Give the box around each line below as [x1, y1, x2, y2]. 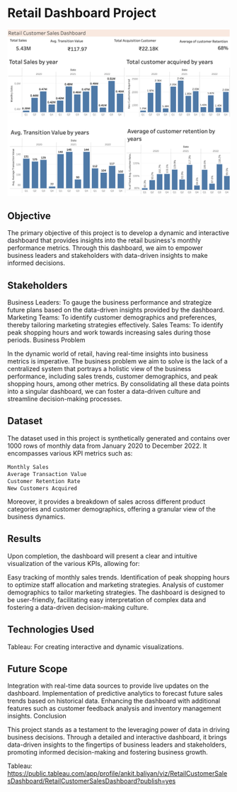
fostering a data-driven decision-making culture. [7, 603, 149, 611]
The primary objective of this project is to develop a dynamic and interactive [7, 229, 230, 237]
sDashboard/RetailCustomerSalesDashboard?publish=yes [7, 777, 176, 786]
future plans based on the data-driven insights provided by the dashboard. [7, 306, 225, 315]
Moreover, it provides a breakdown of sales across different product [7, 497, 206, 506]
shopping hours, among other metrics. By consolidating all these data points [7, 380, 230, 388]
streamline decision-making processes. [7, 395, 122, 403]
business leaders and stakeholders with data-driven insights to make [7, 251, 209, 260]
